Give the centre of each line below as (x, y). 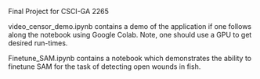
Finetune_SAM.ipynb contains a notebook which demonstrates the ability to (130, 58)
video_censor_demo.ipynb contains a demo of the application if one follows (130, 26)
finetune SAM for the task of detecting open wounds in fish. (105, 66)
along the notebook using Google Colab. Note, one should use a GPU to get (130, 35)
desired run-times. (38, 43)
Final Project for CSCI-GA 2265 (59, 11)
